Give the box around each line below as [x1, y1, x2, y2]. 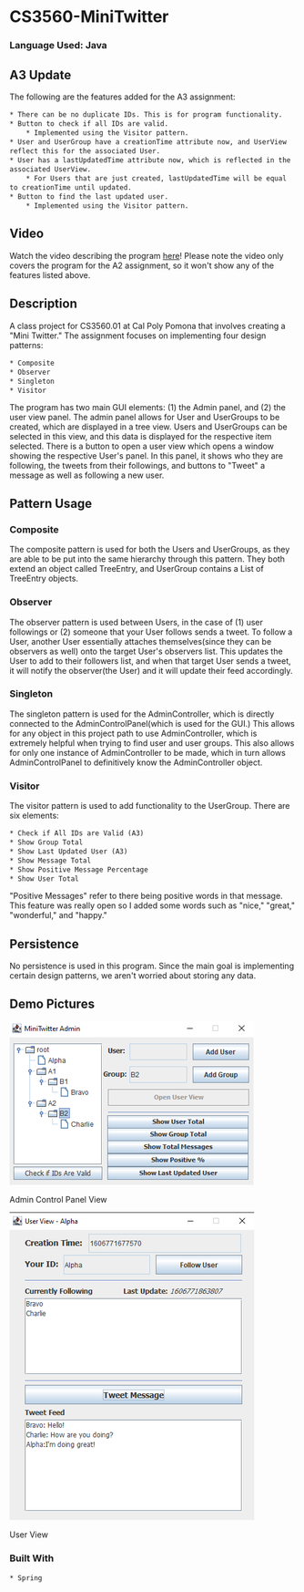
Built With [9, 1552, 55, 1565]
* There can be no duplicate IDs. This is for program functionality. [9, 109, 283, 119]
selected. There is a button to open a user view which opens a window [9, 440, 275, 451]
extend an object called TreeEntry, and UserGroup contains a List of [9, 563, 264, 574]
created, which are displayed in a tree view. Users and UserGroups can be [9, 421, 289, 432]
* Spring [9, 1574, 43, 1583]
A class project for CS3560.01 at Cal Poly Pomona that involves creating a [9, 320, 286, 331]
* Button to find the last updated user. [9, 191, 169, 202]
